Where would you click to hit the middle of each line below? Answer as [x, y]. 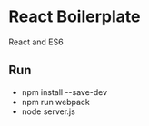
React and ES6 [36, 42]
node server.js [49, 111]
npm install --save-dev [65, 92]
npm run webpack [55, 102]
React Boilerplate [74, 17]
